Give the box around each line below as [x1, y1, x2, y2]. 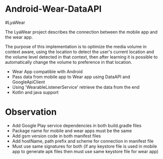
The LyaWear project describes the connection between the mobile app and [5, 29, 158, 35]
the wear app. [5, 34, 33, 40]
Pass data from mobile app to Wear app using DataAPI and [12, 74, 130, 79]
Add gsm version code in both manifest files [12, 133, 101, 139]
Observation [5, 106, 57, 118]
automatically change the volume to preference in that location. [5, 59, 133, 65]
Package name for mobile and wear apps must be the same [12, 128, 132, 134]
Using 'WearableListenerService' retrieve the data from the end [12, 84, 140, 90]
